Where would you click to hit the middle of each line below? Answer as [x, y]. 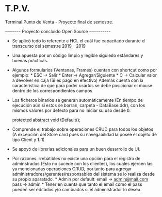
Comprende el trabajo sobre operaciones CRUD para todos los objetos [83, 129]
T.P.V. [17, 9]
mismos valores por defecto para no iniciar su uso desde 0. [71, 110]
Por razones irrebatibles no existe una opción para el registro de [76, 158]
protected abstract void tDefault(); [46, 120]
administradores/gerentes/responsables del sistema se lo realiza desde [83, 174]
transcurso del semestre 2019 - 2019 [49, 46]
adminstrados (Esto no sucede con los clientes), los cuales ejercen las [82, 163]
